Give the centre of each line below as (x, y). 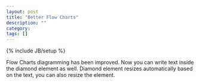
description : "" (26, 23)
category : (19, 28)
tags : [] (17, 34)
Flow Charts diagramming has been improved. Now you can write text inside (100, 63)
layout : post (22, 12)
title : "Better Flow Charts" (42, 17)
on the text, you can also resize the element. (61, 75)
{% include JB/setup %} (36, 51)
